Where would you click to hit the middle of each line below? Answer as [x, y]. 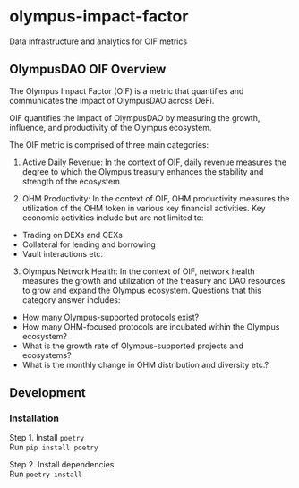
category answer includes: [71, 300]
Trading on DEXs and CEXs [73, 235]
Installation [34, 418]
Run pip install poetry [54, 447]
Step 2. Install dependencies [62, 465]
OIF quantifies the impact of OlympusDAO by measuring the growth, [135, 117]
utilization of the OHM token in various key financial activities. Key [144, 208]
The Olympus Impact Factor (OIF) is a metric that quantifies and [127, 90]
